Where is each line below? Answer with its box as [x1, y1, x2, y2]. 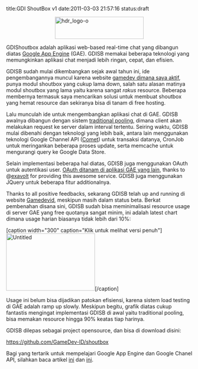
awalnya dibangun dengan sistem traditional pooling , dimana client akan [6, 117, 182, 124]
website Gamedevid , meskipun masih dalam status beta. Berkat [6, 196, 161, 203]
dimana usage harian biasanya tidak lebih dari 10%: [6, 215, 131, 222]
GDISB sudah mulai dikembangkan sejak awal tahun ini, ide [6, 68, 150, 75]
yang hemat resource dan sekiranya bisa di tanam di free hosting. [6, 99, 166, 106]
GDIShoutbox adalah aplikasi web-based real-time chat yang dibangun [6, 44, 178, 51]
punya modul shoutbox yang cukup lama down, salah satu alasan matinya [6, 80, 186, 88]
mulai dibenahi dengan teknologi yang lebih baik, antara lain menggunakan [6, 130, 189, 137]
